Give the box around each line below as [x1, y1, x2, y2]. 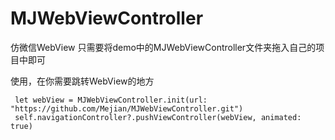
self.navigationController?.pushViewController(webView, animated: [14, 112, 302, 122]
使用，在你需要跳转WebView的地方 [10, 75, 155, 87]
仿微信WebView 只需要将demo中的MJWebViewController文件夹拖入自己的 [10, 41, 317, 53]
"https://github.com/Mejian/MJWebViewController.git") [10, 103, 244, 114]
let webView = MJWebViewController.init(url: [14, 95, 208, 105]
